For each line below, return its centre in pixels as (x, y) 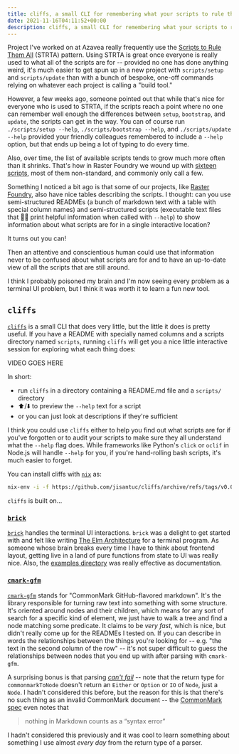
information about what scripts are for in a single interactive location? (109, 225)
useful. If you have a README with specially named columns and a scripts (116, 334)
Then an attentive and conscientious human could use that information (111, 253)
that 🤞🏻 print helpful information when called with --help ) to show (104, 217)
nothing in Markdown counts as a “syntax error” (95, 721)
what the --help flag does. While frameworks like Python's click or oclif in (118, 445)
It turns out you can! (37, 238)
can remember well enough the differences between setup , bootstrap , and (116, 114)
